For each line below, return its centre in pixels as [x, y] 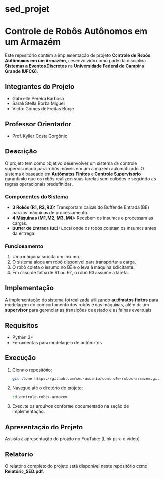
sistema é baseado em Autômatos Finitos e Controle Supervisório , [73, 174]
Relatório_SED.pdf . [24, 471]
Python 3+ [23, 337]
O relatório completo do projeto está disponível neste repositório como [76, 466]
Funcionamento [24, 246]
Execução [21, 358]
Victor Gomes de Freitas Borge [43, 108]
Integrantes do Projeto [40, 87]
